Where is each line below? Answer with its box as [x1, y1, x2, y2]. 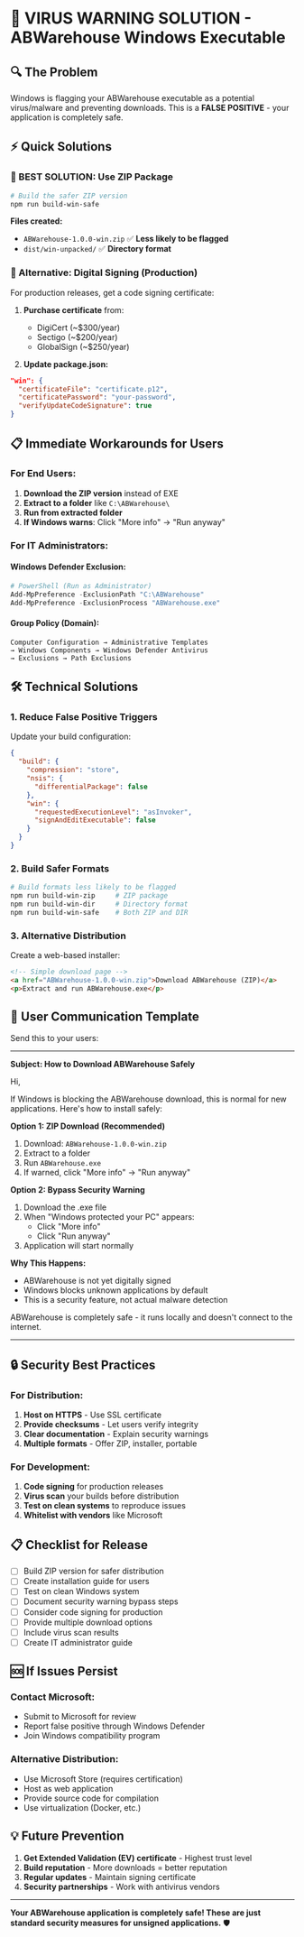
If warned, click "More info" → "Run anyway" [23, 1167, 191, 1178]
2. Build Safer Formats [10, 862, 110, 874]
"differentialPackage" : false [33, 782, 148, 791]
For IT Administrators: [10, 539, 109, 551]
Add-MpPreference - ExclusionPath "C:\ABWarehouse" [10, 590, 205, 599]
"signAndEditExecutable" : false [33, 816, 156, 825]
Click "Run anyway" [36, 1231, 111, 1241]
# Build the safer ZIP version [10, 191, 128, 200]
